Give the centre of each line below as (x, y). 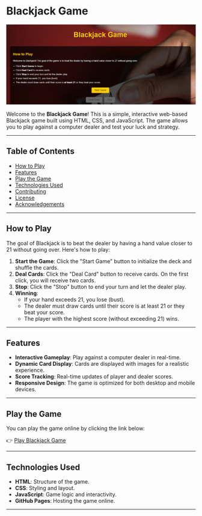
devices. (26, 389)
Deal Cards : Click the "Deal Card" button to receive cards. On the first (102, 274)
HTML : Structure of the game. (52, 482)
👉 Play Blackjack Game (36, 440)
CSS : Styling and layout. (45, 488)
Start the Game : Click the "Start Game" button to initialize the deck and (103, 261)
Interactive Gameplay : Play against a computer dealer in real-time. (98, 357)
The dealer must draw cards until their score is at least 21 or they (104, 306)
